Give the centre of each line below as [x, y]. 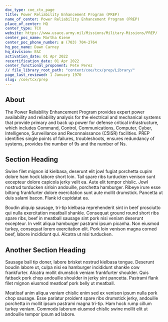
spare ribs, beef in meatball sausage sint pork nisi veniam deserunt [74, 218]
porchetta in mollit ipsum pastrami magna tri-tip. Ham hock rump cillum [78, 303]
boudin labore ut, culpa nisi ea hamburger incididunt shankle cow [72, 267]
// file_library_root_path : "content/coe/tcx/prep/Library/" [70, 70]
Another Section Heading [45, 250]
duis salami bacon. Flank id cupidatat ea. [47, 198]
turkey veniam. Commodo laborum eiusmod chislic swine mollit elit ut [76, 309]
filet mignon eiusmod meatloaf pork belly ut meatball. [60, 283]
